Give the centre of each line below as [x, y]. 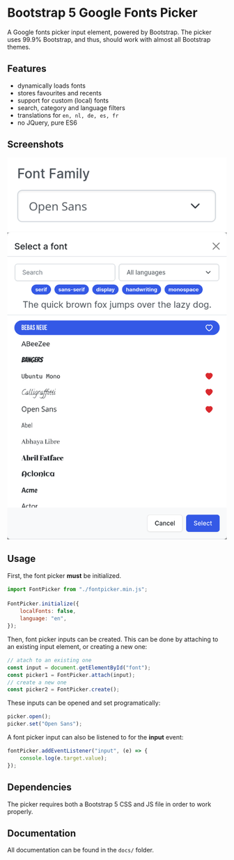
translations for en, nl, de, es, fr [68, 115]
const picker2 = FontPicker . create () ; [63, 690]
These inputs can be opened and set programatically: [84, 703]
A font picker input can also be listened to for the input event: [95, 737]
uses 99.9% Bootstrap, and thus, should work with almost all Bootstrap [109, 39]
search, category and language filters [71, 108]
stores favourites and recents [60, 93]
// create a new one [37, 682]
